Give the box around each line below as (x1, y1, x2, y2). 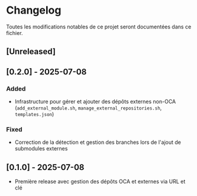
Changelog (6, 4, 62, 17)
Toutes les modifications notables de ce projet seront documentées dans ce (6, 23, 192, 30)
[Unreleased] (6, 47, 56, 57)
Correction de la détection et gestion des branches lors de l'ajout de (14, 139, 182, 146)
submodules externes (14, 145, 68, 152)
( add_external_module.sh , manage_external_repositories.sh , (14, 104, 162, 111)
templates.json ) (14, 111, 54, 118)
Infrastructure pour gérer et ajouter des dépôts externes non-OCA (14, 98, 176, 105)
